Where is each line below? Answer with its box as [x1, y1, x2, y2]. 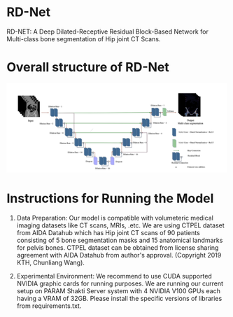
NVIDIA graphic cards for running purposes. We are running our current [16, 279, 224, 288]
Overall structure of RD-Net [6, 59, 169, 76]
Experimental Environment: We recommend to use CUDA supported [16, 272, 213, 280]
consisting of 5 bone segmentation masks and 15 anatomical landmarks [16, 236, 223, 244]
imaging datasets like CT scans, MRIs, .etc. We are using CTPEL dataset [16, 221, 225, 230]
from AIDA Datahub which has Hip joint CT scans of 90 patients [16, 228, 200, 237]
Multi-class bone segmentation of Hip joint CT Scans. [6, 34, 161, 43]
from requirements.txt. [16, 302, 82, 310]
